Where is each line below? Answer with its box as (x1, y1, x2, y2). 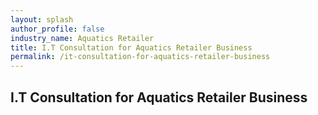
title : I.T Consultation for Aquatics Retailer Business (10, 42, 253, 53)
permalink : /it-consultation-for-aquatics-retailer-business (10, 52, 271, 62)
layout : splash (10, 14, 74, 25)
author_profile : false (10, 24, 105, 34)
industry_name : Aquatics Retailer (10, 33, 155, 43)
